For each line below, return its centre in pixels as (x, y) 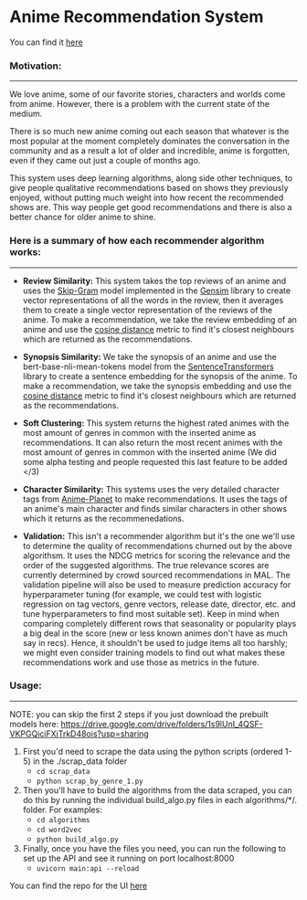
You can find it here (47, 42)
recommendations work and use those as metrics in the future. (141, 662)
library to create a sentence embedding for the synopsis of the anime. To (160, 376)
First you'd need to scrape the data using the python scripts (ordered (153, 751)
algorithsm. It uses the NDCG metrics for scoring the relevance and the (156, 556)
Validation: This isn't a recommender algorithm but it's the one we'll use (159, 535)
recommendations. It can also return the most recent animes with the (153, 442)
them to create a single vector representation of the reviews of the (148, 310)
